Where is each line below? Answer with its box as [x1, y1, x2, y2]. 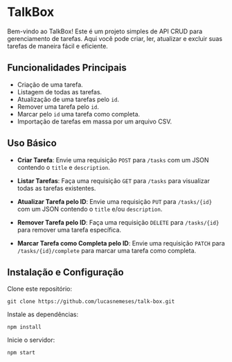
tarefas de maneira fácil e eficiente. [7, 42, 109, 50]
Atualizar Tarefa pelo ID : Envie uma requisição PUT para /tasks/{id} [17, 197, 213, 205]
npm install [7, 324, 42, 331]
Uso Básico [7, 137, 57, 149]
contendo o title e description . [17, 163, 111, 171]
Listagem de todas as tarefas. [17, 87, 102, 96]
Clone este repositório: [7, 285, 73, 293]
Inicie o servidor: [7, 336, 55, 344]
